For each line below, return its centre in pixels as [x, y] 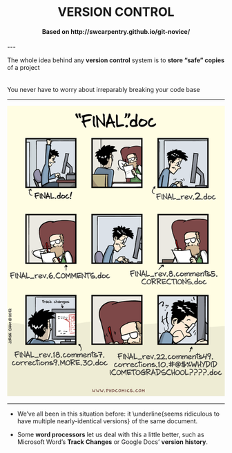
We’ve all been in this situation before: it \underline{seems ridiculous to [118, 414]
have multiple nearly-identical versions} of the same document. [107, 421]
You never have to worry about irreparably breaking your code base [104, 90]
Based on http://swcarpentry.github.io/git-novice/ [116, 31]
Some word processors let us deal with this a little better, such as [111, 435]
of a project [23, 68]
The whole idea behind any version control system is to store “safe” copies [116, 60]
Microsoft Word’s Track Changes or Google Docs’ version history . [113, 442]
